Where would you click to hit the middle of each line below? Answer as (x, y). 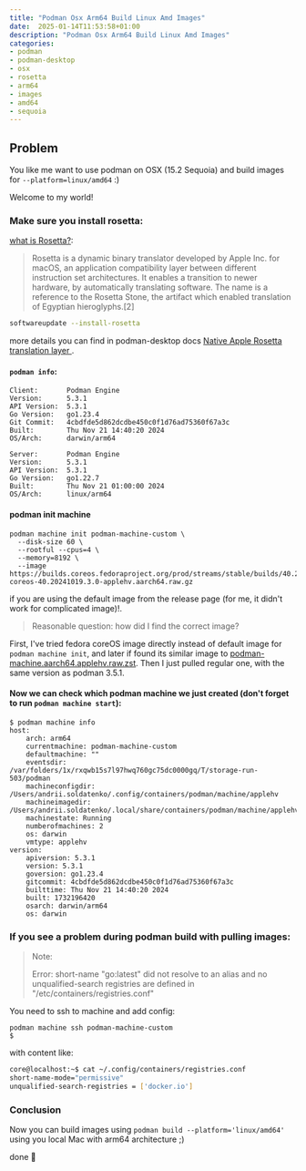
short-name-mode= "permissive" (67, 1078)
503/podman (30, 778)
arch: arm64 (48, 738)
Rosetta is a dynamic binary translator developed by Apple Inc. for (156, 258)
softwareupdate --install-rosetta (75, 324)
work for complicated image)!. (66, 608)
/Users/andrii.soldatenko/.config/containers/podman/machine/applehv (144, 794)
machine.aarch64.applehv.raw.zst (73, 663)
